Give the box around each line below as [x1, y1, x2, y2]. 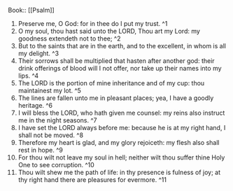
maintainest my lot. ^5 [17, 87, 81, 94]
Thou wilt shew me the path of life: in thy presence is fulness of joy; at [17, 168, 221, 176]
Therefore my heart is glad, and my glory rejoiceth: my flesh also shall [17, 139, 220, 146]
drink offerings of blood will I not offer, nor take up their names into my [17, 64, 223, 72]
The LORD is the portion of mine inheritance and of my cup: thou [17, 79, 205, 87]
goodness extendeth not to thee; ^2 [17, 34, 121, 43]
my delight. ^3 [17, 49, 59, 57]
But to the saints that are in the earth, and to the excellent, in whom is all [17, 42, 227, 50]
